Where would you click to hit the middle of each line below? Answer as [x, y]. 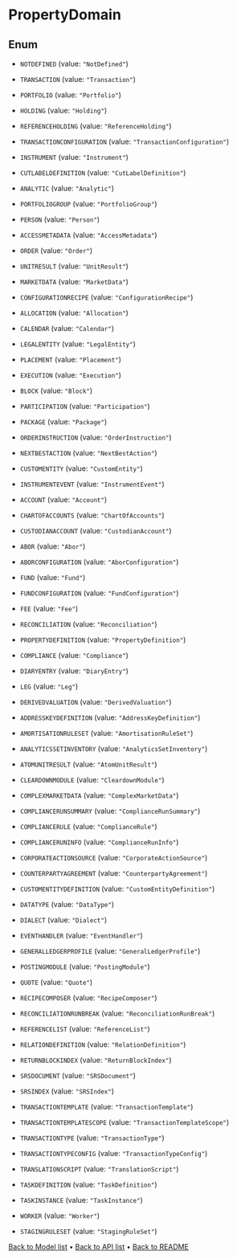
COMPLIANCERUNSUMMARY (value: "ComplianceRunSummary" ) [110, 811]
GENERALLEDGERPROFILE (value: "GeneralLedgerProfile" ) [110, 951]
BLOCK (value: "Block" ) [56, 390]
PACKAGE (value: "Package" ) [63, 422]
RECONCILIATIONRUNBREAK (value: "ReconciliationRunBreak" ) [117, 1013]
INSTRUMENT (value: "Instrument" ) [74, 157]
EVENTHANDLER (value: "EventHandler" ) [81, 935]
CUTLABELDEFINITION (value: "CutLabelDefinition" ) [103, 173]
